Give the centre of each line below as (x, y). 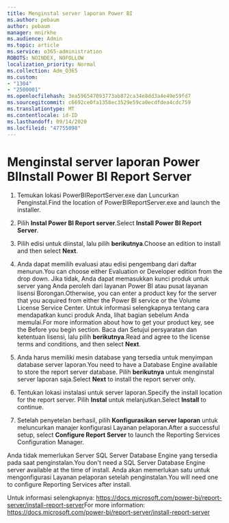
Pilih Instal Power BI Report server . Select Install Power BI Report (109, 223)
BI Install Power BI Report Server (99, 176)
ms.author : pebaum (33, 20)
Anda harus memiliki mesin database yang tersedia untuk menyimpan (115, 357)
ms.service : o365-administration (55, 52)
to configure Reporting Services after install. (69, 485)
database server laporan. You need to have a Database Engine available (117, 365)
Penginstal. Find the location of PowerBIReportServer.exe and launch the (119, 203)
